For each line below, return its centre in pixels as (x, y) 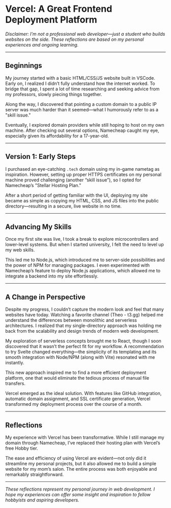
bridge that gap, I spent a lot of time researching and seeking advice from (82, 89)
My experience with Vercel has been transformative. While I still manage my (85, 437)
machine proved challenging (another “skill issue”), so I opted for (73, 180)
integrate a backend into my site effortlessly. (52, 276)
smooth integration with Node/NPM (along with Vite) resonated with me (80, 357)
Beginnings (24, 66)
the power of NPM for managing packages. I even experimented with (78, 265)
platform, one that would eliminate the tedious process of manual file (77, 378)
